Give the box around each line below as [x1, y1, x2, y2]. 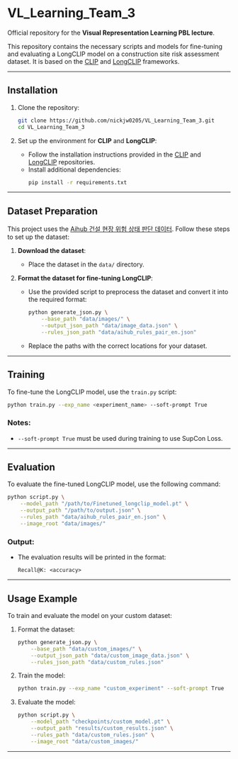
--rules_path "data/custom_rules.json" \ [30, 731, 154, 738]
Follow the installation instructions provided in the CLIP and [28, 150, 202, 159]
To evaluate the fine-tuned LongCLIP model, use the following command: [7, 480, 221, 488]
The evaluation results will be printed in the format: [17, 553, 166, 561]
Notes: [7, 418, 31, 428]
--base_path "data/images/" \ [41, 315, 130, 323]
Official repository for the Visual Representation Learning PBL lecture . [7, 28, 215, 37]
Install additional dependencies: [28, 165, 122, 174]
